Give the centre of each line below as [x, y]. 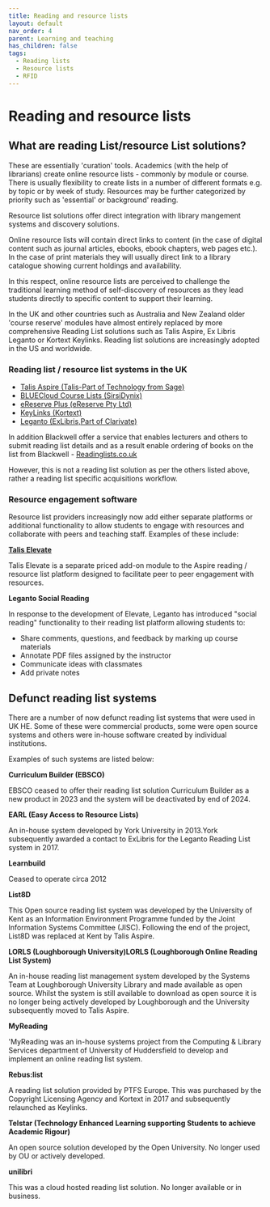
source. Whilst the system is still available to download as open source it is [133, 993]
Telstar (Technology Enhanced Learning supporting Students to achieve [132, 1123]
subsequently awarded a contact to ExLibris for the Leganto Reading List [129, 839]
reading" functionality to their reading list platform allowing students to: [127, 623]
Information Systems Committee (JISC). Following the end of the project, [129, 928]
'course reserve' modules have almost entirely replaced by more [116, 322]
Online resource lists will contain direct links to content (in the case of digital [135, 239]
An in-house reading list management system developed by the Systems [129, 976]
